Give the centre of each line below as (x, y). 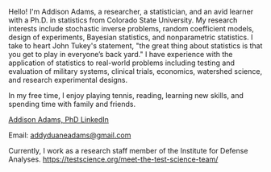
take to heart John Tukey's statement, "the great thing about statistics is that (135, 46)
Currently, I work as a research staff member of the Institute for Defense (128, 151)
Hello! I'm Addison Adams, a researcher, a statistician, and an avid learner (131, 12)
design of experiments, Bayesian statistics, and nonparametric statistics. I (131, 37)
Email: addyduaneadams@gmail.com (70, 135)
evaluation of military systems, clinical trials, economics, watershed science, (135, 71)
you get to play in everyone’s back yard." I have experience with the (121, 54)
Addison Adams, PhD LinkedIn (58, 119)
